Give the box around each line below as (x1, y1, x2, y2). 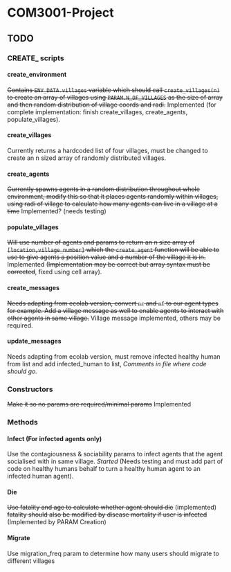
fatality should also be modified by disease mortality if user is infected (7, 510, 207, 519)
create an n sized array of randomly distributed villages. (7, 154, 167, 162)
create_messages (7, 283, 60, 292)
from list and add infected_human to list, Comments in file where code (7, 359, 207, 368)
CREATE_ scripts (7, 53, 64, 63)
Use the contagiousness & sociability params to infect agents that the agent (7, 450, 223, 458)
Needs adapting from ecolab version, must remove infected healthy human (7, 352, 221, 361)
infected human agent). (7, 472, 74, 481)
